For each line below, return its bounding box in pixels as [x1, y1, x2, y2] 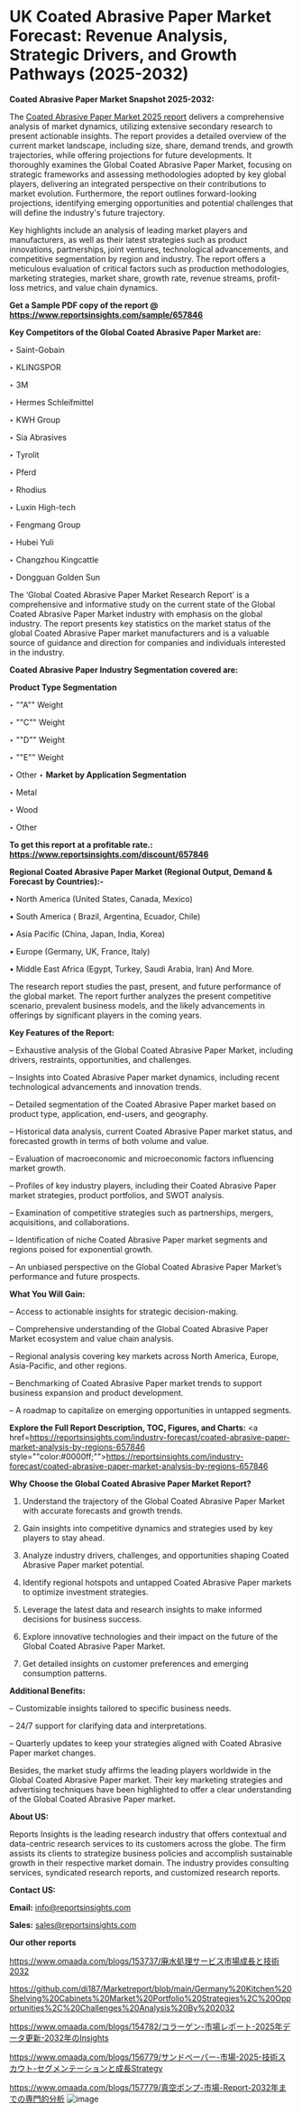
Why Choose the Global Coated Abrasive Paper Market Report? [9, 1478, 252, 1489]
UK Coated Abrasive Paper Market [9, 6, 272, 27]
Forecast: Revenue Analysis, [9, 25, 228, 46]
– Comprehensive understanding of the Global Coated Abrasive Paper [9, 1323, 269, 1334]
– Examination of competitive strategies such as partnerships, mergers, [9, 1207, 274, 1218]
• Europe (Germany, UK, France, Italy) [9, 945, 151, 956]
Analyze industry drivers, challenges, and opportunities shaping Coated [22, 1550, 289, 1560]
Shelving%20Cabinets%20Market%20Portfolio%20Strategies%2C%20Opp [9, 1993, 291, 2004]
